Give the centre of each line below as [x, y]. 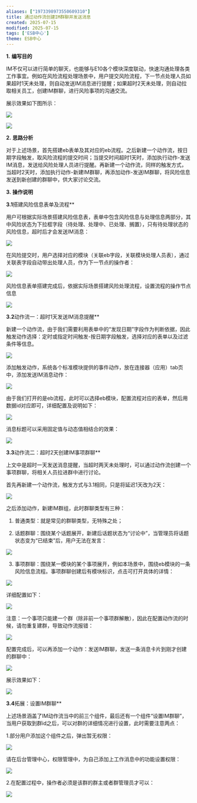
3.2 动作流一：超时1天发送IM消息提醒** [53, 317]
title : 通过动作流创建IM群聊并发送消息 [48, 17]
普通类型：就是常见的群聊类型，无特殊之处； [69, 521]
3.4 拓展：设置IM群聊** [34, 703]
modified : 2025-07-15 [33, 28]
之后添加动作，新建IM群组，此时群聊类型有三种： [66, 508]
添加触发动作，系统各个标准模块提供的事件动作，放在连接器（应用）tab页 [95, 367]
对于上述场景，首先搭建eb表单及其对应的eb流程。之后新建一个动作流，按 [94, 150]
